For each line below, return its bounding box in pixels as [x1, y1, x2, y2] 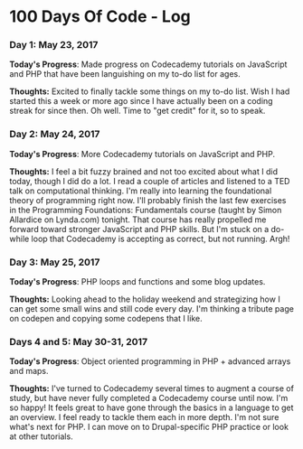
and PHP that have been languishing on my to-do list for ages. [9, 69, 241, 80]
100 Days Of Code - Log [9, 6, 192, 27]
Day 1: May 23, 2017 [9, 39, 99, 51]
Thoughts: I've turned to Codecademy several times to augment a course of [9, 383, 294, 394]
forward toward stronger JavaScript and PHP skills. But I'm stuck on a [9, 223, 270, 234]
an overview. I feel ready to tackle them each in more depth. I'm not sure [9, 412, 279, 423]
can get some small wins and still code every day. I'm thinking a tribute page [9, 304, 294, 314]
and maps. [9, 366, 49, 377]
